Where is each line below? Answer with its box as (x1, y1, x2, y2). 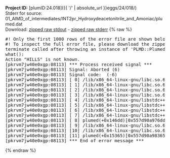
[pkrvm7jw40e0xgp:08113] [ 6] (5, 107, 80, 113)
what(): (5, 51, 24, 57)
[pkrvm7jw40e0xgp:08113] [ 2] (5, 87, 80, 92)
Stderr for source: (5, 10, 42, 16)
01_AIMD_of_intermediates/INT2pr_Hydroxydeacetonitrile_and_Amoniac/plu (5, 16, 163, 21)
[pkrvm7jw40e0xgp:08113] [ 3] (5, 92, 80, 98)
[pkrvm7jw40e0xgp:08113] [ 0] (5, 77, 80, 82)
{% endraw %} (5, 147, 36, 153)
